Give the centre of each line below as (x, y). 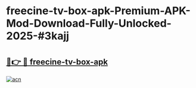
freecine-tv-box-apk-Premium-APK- (98, 11)
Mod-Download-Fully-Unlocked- (89, 23)
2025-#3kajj (38, 36)
